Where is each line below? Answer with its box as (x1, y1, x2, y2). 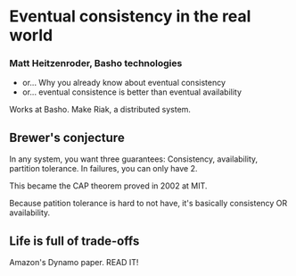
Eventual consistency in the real (9, 6, 251, 27)
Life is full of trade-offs (9, 233, 140, 248)
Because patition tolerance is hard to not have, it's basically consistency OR (9, 198, 288, 209)
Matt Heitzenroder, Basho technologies (9, 57, 183, 70)
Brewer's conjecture (9, 130, 125, 145)
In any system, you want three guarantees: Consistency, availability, (9, 154, 259, 164)
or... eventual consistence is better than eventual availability (21, 87, 243, 97)
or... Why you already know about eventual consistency (21, 78, 226, 88)
